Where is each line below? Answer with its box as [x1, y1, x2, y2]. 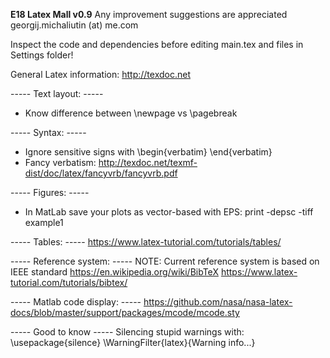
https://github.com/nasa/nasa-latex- [143, 296, 293, 308]
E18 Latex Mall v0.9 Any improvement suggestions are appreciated [10, 9, 288, 20]
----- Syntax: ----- [10, 127, 87, 138]
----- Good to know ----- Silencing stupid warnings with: [10, 326, 245, 338]
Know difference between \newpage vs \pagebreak [24, 107, 238, 119]
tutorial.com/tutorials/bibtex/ [10, 277, 128, 288]
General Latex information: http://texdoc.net [10, 69, 191, 80]
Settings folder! [10, 49, 74, 61]
